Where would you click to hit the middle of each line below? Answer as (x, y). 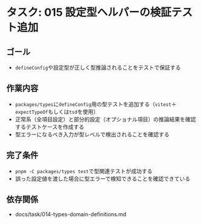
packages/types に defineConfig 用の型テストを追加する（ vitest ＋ (96, 104)
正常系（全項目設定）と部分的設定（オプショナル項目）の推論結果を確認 (105, 119)
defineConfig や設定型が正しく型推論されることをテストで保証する (98, 68)
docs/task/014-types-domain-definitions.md (71, 214)
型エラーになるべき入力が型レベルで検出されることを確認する (92, 134)
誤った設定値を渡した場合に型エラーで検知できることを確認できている (103, 179)
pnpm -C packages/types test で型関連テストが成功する (84, 171)
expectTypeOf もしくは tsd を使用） (57, 111)
